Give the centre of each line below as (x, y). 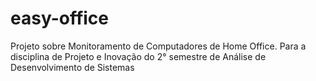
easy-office (60, 18)
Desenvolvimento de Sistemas (72, 67)
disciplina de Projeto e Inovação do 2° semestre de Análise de (138, 56)
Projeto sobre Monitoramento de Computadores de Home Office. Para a (158, 46)
